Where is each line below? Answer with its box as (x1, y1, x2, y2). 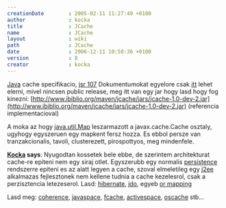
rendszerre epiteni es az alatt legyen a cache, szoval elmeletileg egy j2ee (7, 165, 214, 173)
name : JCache (7, 29, 94, 36)
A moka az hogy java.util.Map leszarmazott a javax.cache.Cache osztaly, (7, 122, 212, 130)
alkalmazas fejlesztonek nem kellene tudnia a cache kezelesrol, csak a (7, 172, 206, 181)
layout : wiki (7, 36, 88, 43)
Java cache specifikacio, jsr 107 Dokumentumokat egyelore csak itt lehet (7, 80, 213, 88)
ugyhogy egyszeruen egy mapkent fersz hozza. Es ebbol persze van (7, 130, 201, 138)
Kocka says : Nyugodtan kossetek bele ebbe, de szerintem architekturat (7, 150, 210, 159)
